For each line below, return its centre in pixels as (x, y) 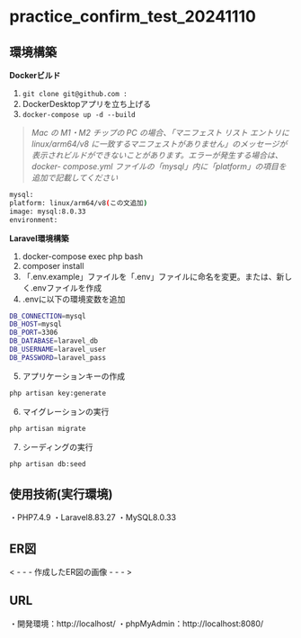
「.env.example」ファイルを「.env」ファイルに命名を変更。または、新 (153, 276)
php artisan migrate (48, 428)
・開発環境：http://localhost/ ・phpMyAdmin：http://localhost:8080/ (137, 624)
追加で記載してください (75, 178)
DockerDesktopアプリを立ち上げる (87, 104)
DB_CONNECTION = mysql (48, 316)
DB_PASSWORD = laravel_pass (58, 357)
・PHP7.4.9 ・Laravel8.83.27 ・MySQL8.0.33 (93, 517)
